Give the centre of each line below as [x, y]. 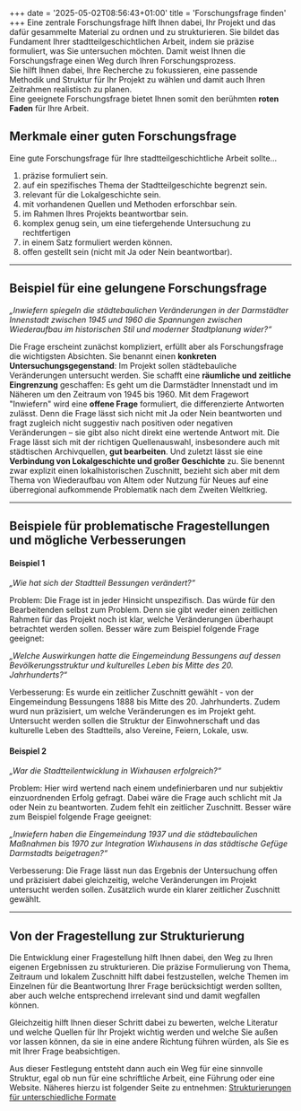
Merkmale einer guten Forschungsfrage [123, 137]
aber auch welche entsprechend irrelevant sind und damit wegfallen [135, 996]
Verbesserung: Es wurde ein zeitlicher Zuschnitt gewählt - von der [131, 692]
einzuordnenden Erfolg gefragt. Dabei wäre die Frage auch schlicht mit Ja [146, 798]
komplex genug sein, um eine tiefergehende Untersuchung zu [136, 223]
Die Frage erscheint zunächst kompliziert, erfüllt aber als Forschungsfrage [146, 346]
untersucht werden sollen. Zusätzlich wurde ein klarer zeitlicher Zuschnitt [145, 890]
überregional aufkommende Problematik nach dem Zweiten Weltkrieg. [138, 489]
